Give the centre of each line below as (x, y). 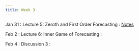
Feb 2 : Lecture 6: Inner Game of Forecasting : (53, 34)
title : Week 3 (20, 10)
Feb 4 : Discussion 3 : (28, 44)
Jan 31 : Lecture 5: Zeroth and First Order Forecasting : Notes (69, 24)
